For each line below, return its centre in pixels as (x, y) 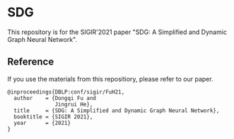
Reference (31, 62)
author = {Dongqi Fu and (55, 98)
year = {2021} (42, 123)
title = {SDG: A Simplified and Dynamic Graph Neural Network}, (117, 111)
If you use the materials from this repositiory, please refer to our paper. (110, 79)
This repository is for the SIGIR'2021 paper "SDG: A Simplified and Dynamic (117, 32)
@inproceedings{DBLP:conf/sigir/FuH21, (66, 92)
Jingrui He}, (74, 104)
